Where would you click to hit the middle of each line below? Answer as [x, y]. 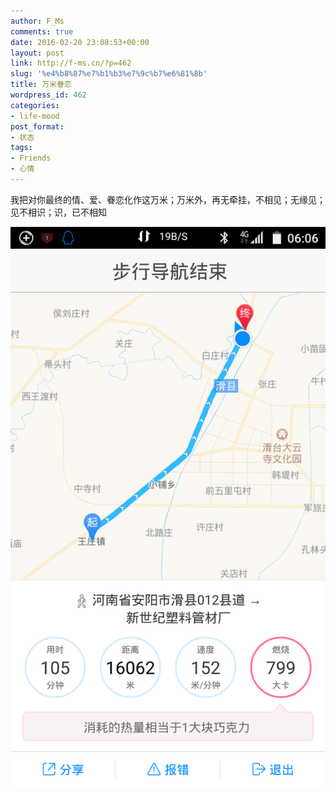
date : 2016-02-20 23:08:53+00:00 [80, 42]
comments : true [42, 31]
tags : [21, 148]
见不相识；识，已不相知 [58, 212]
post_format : [37, 126]
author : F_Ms [37, 21]
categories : [35, 105]
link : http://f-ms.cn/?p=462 [71, 63]
